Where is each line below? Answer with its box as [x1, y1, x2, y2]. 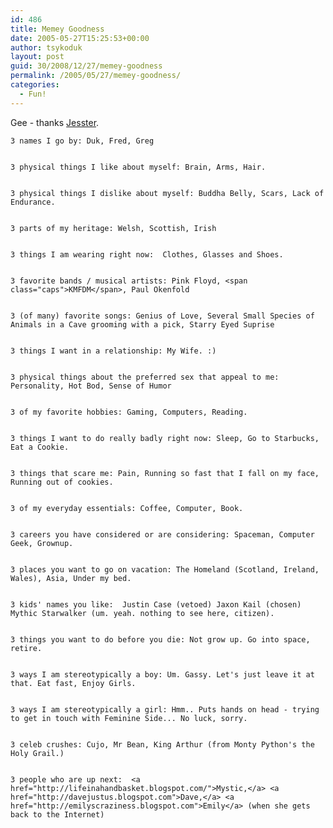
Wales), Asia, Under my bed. [10, 573, 132, 583]
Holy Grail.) [10, 748, 65, 758]
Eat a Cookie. [10, 442, 70, 452]
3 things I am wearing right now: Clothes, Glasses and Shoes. [10, 249, 284, 260]
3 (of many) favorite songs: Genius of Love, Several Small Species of [10, 311, 315, 321]
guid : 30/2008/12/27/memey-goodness [10, 61, 163, 71]
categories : [10, 80, 60, 90]
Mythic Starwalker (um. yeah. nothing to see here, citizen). [10, 608, 275, 618]
